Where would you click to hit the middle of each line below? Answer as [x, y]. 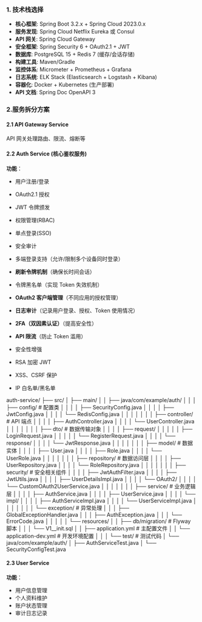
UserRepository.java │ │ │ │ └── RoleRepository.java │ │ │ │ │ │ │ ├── [96, 465]
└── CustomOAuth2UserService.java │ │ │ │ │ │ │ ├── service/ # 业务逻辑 [101, 486]
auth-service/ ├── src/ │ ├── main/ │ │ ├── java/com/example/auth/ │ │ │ [101, 400]
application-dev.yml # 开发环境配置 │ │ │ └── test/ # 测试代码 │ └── [93, 536]
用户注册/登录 [32, 181]
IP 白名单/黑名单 [35, 388]
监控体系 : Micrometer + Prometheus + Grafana [73, 70]
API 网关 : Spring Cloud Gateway [55, 39]
